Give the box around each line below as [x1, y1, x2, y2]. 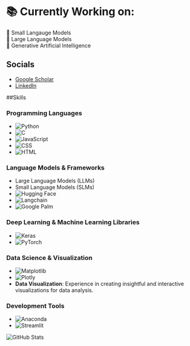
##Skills [6, 93, 26, 101]
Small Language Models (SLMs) [15, 184, 95, 191]
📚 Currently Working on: [6, 5, 135, 19]
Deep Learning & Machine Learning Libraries [6, 218, 140, 227]
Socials [6, 59, 35, 70]
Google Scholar [15, 75, 54, 82]
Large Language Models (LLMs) [15, 177, 95, 185]
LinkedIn [15, 82, 37, 89]
